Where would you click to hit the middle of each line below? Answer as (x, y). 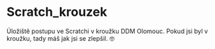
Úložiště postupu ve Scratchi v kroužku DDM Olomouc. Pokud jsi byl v (107, 31)
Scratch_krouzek (57, 12)
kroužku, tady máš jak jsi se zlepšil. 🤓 (60, 38)
